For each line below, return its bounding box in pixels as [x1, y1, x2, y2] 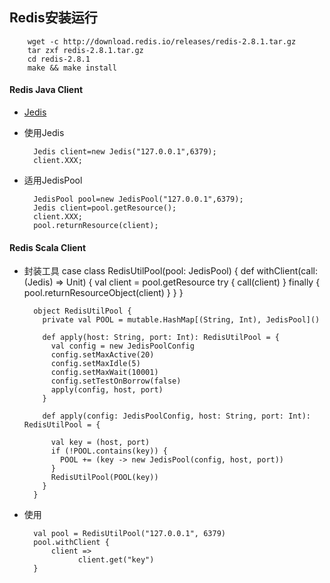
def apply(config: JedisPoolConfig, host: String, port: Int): [42, 411, 311, 422]
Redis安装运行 [9, 9, 98, 27]
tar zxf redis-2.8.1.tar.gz [27, 45, 144, 55]
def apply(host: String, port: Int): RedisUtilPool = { [42, 333, 280, 343]
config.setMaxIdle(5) [50, 359, 141, 369]
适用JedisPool [23, 174, 83, 187]
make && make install [27, 63, 117, 73]
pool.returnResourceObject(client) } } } [23, 287, 184, 299]
